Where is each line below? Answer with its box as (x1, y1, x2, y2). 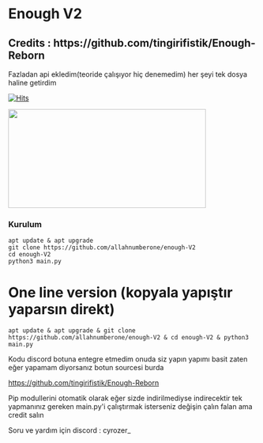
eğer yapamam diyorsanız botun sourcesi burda (8, 363, 164, 373)
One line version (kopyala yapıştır (8, 284, 233, 301)
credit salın (8, 411, 44, 420)
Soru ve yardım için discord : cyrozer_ (8, 426, 131, 435)
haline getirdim (8, 78, 57, 87)
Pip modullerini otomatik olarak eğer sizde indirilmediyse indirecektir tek (8, 393, 242, 403)
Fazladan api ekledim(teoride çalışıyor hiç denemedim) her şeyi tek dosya (8, 70, 247, 79)
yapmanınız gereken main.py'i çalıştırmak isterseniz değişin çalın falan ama (8, 402, 253, 411)
